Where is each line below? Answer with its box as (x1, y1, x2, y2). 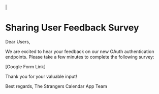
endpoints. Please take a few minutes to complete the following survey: (5, 54, 154, 60)
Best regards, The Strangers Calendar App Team (5, 83, 108, 89)
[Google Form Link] (5, 63, 46, 70)
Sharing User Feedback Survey (5, 22, 139, 33)
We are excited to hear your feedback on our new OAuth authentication (5, 48, 154, 55)
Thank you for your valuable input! (5, 73, 77, 79)
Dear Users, (5, 38, 30, 44)
